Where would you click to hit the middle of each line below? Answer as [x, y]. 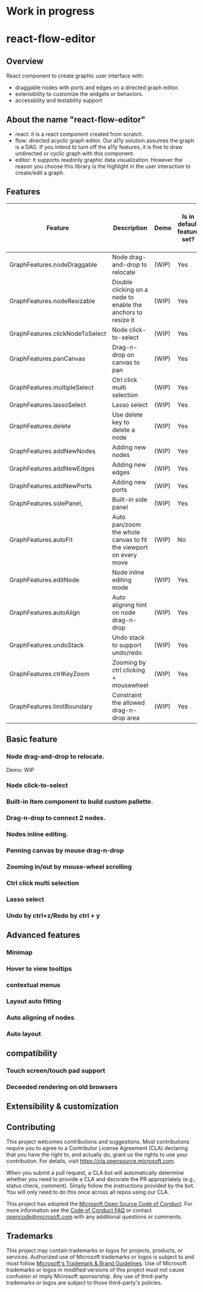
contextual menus [34, 985]
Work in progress [50, 11]
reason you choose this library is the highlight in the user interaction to [103, 166]
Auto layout [24, 1034]
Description [130, 227]
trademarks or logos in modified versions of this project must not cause [95, 1270]
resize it [123, 320]
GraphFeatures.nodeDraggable [53, 264]
